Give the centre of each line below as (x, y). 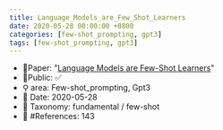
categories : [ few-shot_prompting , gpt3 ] (86, 34)
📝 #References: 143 (59, 117)
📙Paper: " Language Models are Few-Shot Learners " (118, 68)
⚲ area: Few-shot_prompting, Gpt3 (86, 88)
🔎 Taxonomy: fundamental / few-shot (90, 107)
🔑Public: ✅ (42, 78)
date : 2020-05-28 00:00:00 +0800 (72, 26)
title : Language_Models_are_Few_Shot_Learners (98, 17)
